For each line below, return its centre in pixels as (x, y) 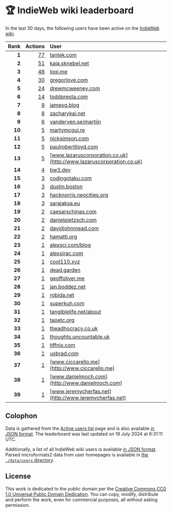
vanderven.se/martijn (75, 122)
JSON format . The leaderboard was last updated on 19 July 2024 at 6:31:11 (84, 434)
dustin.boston (66, 186)
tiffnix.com (62, 345)
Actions (35, 46)
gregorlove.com (69, 80)
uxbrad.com (64, 353)
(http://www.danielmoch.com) (86, 383)
